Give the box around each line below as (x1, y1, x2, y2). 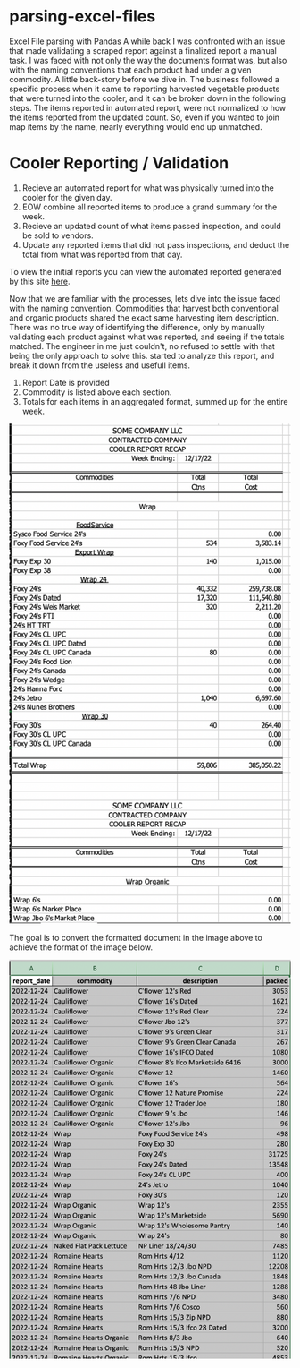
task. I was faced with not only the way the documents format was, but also (9, 55, 287, 65)
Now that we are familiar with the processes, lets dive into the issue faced (9, 293, 281, 304)
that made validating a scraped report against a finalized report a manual (9, 45, 277, 56)
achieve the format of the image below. (9, 942, 154, 953)
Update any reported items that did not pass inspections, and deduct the (21, 239, 290, 250)
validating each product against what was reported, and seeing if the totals (9, 331, 285, 342)
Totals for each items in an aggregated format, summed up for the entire (21, 396, 288, 406)
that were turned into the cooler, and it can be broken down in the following (9, 92, 287, 104)
